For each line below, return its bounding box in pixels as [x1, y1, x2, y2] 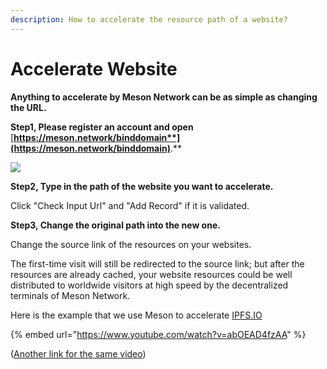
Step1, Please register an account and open [10, 121, 194, 133]
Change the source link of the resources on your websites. [10, 238, 252, 250]
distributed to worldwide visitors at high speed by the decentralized [10, 279, 289, 291]
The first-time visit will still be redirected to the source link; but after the [10, 257, 305, 270]
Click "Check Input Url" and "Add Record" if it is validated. [10, 199, 250, 211]
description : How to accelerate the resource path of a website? [10, 14, 288, 25]
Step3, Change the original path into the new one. [10, 219, 221, 231]
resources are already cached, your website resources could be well [10, 268, 293, 280]
